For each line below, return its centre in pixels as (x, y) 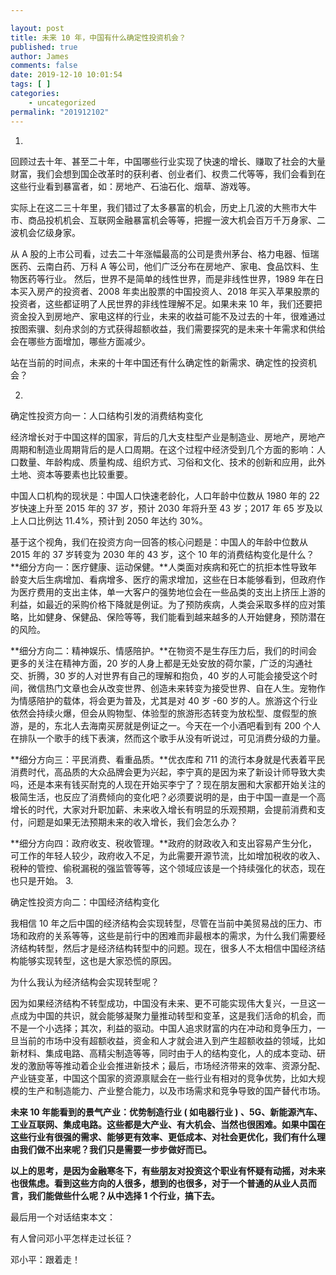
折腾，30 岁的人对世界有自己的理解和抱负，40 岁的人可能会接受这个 (168, 675)
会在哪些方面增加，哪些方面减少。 (80, 341)
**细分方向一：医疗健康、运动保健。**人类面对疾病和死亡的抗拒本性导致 (159, 567)
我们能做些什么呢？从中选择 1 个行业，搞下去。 (123, 1195)
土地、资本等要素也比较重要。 (71, 474)
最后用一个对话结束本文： (63, 1217)
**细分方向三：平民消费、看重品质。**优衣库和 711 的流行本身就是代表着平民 (168, 759)
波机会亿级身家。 (45, 232)
